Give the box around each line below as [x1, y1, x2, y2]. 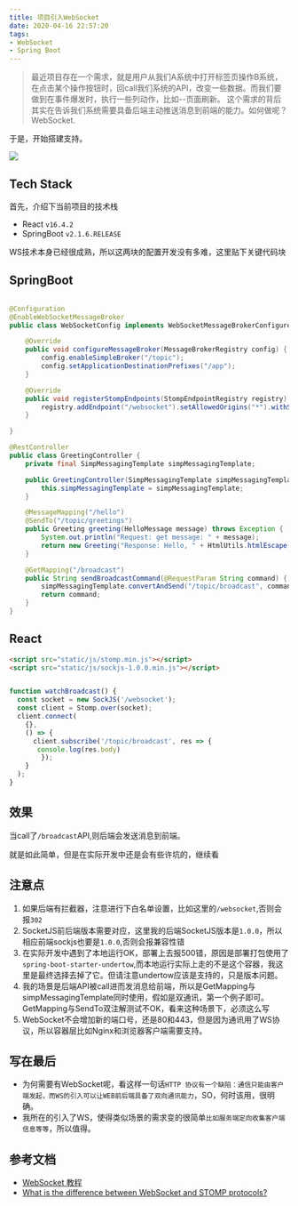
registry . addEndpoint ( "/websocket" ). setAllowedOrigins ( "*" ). [41, 402, 272, 412]
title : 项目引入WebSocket [9, 12, 100, 22]
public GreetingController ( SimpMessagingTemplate [25, 475, 213, 485]
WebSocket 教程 [21, 1178, 82, 1188]
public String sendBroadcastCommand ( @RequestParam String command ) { [25, 574, 288, 583]
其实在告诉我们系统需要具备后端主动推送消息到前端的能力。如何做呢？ [30, 105, 288, 116]
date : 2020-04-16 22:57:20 [9, 21, 109, 30]
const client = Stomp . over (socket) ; [17, 703, 153, 712]
